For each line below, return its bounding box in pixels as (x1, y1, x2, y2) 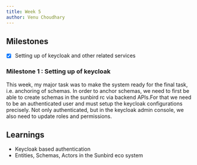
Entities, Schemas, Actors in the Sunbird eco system (14, 152, 143, 159)
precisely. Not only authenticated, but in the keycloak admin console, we (6, 106, 185, 113)
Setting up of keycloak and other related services (14, 52, 136, 60)
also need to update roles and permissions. (6, 113, 112, 120)
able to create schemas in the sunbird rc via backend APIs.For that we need (6, 94, 192, 101)
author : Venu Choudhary (6, 14, 65, 20)
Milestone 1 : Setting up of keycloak (6, 67, 111, 76)
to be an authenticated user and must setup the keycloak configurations (6, 99, 183, 107)
